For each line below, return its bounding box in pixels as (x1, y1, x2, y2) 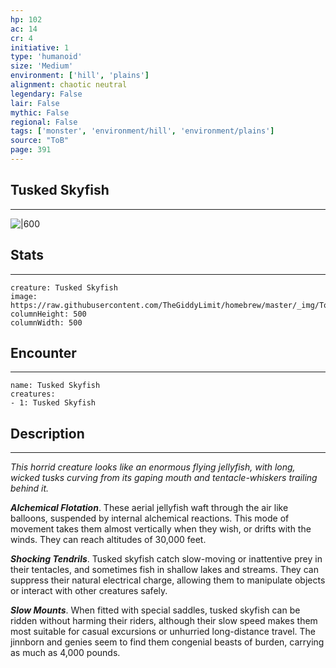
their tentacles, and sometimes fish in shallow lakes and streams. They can (10, 564, 319, 576)
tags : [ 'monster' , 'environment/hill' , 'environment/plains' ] (10, 126, 275, 136)
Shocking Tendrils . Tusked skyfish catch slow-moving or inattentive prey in (10, 553, 323, 565)
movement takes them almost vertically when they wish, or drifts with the (10, 523, 312, 535)
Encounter (10, 344, 77, 361)
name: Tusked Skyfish (10, 381, 101, 391)
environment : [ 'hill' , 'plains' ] (10, 71, 150, 81)
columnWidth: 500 (10, 317, 83, 328)
